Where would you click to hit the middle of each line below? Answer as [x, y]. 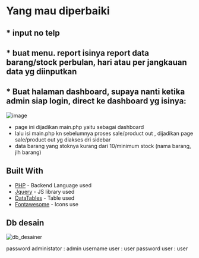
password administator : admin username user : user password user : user [97, 248]
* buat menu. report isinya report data [78, 53]
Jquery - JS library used [45, 191]
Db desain [25, 223]
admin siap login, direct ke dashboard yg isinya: [96, 101]
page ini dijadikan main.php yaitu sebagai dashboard [79, 127]
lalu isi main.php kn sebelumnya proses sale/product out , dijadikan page [104, 133]
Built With [25, 171]
